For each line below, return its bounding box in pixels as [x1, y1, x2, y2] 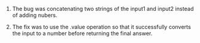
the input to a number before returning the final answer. [12, 30, 153, 37]
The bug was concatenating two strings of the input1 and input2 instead [12, 5, 194, 12]
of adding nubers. [12, 12, 58, 19]
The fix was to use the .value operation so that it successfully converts [12, 24, 191, 30]
